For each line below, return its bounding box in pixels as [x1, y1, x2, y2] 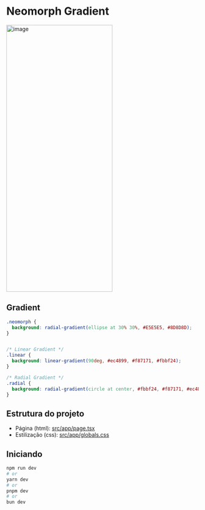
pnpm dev [6, 487, 29, 494]
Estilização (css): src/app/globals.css [15, 431, 110, 439]
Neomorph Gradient [6, 4, 110, 18]
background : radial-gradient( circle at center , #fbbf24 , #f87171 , [12, 386, 184, 392]
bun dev [6, 499, 26, 505]
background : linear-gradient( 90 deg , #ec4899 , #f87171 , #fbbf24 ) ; [12, 358, 182, 364]
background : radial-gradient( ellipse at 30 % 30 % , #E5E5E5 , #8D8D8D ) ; [12, 324, 193, 330]
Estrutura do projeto [6, 408, 84, 419]
